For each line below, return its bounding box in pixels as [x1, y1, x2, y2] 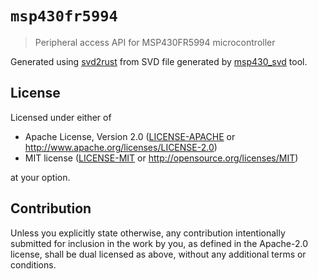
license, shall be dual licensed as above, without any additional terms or [10, 248, 307, 260]
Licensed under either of [10, 111, 112, 123]
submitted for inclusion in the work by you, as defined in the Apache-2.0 [10, 237, 308, 249]
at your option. [10, 171, 71, 183]
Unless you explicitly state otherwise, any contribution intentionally [10, 227, 286, 239]
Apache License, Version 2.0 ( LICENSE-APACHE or [24, 130, 236, 142]
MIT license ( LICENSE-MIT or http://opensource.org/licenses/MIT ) [24, 152, 299, 164]
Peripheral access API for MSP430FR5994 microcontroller [34, 36, 276, 48]
